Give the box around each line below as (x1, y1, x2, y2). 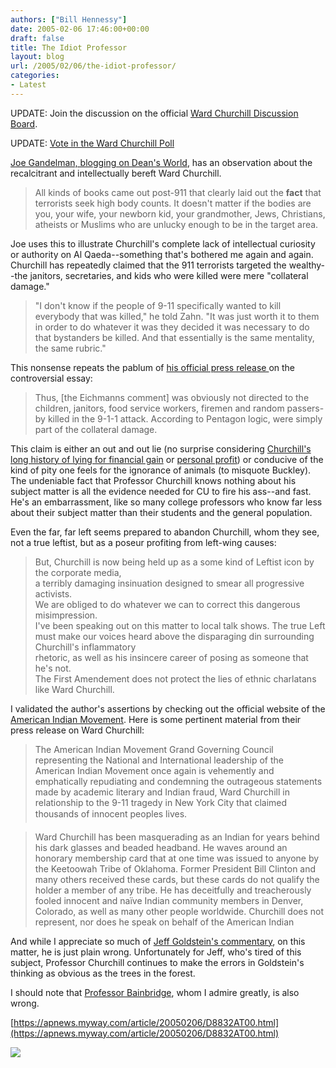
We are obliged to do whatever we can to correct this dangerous (34, 598, 301, 610)
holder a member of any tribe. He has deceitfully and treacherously (34, 884, 312, 896)
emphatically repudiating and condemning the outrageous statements (34, 775, 323, 787)
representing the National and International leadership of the (34, 754, 284, 766)
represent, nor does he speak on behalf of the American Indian (34, 916, 295, 928)
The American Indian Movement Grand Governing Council (34, 743, 274, 755)
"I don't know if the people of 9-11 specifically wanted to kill (34, 299, 282, 311)
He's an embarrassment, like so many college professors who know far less (10, 496, 323, 508)
